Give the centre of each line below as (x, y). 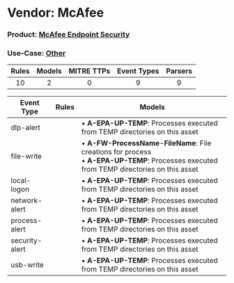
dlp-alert (25, 128)
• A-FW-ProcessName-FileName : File (146, 143)
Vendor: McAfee (56, 13)
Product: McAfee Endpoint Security (69, 35)
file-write (26, 156)
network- (27, 201)
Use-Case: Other (37, 54)
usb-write (27, 265)
